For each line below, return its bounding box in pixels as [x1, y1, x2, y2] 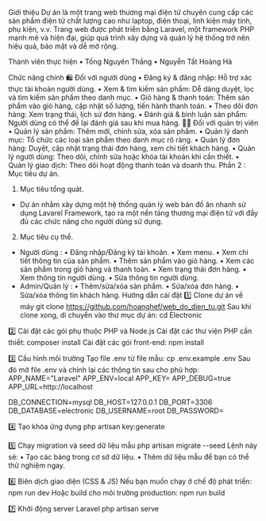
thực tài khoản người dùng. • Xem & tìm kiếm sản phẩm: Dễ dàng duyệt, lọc [8, 84, 254, 93]
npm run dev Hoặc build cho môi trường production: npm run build [8, 488, 226, 497]
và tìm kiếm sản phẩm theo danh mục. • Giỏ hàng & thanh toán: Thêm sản [8, 92, 250, 102]
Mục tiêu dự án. [8, 169, 60, 178]
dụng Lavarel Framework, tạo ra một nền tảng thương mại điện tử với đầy [19, 208, 259, 217]
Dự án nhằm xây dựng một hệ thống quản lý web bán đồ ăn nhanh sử [19, 200, 246, 209]
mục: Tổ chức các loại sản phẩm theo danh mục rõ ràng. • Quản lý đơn [8, 135, 241, 144]
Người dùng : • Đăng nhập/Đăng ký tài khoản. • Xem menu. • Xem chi [19, 248, 249, 257]
